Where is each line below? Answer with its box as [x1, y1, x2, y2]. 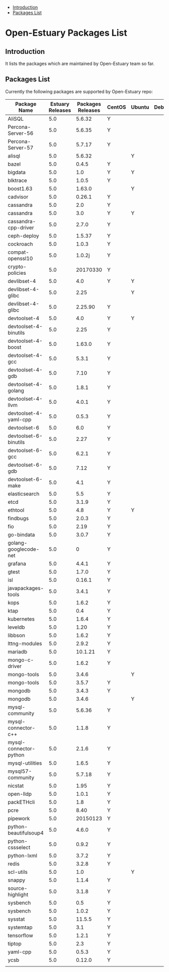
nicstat [8, 782, 24, 789]
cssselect [8, 844, 31, 851]
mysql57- [8, 768, 32, 775]
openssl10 [8, 255, 33, 262]
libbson [8, 632, 25, 639]
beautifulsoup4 [8, 829, 44, 836]
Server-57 [8, 144, 34, 151]
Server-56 [8, 129, 34, 136]
